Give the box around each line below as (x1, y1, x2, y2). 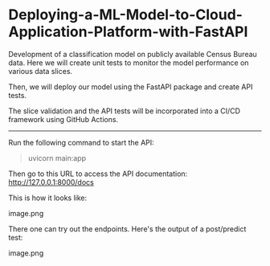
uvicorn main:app (27, 153, 87, 162)
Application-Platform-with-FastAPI (8, 23, 248, 41)
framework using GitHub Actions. (8, 114, 119, 124)
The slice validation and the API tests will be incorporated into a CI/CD (8, 106, 241, 116)
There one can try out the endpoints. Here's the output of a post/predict (8, 223, 247, 234)
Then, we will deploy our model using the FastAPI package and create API (8, 82, 253, 92)
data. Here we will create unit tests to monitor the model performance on (8, 58, 249, 68)
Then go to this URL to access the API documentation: (8, 169, 188, 178)
